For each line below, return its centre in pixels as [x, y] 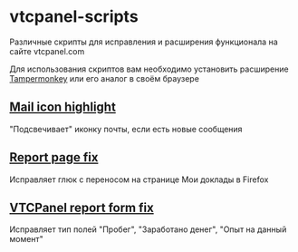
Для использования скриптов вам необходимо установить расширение [149, 69]
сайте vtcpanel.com [47, 51]
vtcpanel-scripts [74, 17]
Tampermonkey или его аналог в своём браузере [104, 78]
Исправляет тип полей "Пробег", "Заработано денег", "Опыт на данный [148, 229]
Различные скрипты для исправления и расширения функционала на [144, 42]
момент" [26, 239]
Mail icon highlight [62, 107]
